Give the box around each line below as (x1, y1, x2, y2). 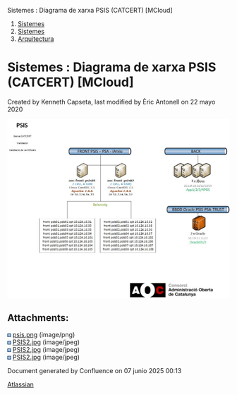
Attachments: (7, 312, 69, 324)
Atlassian (7, 380, 34, 389)
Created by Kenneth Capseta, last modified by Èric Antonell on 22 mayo (7, 97, 216, 106)
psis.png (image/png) (12, 331, 75, 339)
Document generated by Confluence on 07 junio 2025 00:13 (7, 367, 182, 375)
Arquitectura (17, 35, 54, 43)
